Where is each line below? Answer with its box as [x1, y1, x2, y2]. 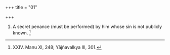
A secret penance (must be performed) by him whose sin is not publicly [12, 23, 162, 29]
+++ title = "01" [5, 4, 37, 10]
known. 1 [12, 29, 31, 35]
